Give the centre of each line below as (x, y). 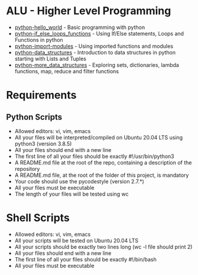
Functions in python (39, 40)
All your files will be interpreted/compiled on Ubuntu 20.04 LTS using (99, 137)
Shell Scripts (38, 218)
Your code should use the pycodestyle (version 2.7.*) (79, 181)
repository (27, 169)
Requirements (41, 95)
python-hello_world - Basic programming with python (80, 27)
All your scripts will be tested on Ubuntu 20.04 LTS (77, 240)
